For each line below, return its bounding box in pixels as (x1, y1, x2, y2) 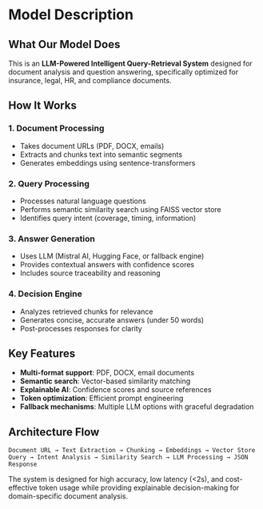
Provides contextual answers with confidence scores (19, 260, 194, 270)
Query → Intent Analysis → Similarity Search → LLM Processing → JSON (8, 454, 249, 462)
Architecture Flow (8, 425, 100, 439)
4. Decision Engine (8, 288, 82, 299)
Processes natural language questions (19, 196, 146, 206)
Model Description (8, 6, 134, 24)
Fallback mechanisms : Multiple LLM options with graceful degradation (19, 402, 254, 411)
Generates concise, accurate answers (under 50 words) (19, 315, 205, 325)
